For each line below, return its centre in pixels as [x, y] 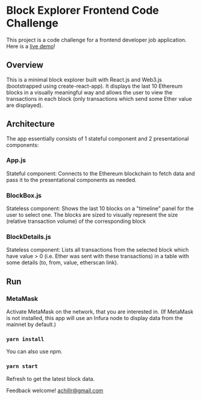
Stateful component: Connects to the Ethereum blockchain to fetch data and [101, 173]
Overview [25, 65]
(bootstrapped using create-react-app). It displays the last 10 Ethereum [94, 86]
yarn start [22, 366]
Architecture [31, 124]
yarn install [25, 339]
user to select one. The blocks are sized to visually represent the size [92, 215]
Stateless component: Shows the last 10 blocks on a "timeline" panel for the [100, 208]
